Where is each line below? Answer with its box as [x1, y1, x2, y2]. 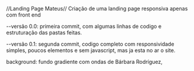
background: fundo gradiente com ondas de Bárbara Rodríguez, [6, 59, 163, 65]
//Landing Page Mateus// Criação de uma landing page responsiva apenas [6, 5, 188, 12]
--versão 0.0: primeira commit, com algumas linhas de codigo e [6, 23, 162, 30]
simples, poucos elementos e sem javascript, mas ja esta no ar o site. [6, 47, 176, 54]
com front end [6, 11, 42, 18]
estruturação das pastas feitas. [6, 29, 82, 36]
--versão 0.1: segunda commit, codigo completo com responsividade [6, 41, 174, 47]
